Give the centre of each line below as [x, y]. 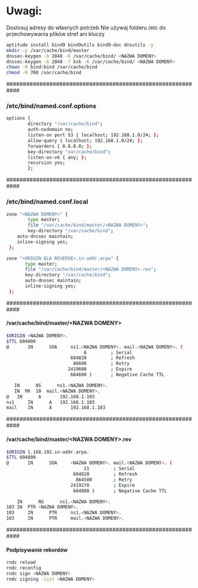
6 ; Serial [108, 352]
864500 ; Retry [104, 480]
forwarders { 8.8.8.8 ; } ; [60, 146]
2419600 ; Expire [100, 369]
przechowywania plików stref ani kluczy [55, 33]
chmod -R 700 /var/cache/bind [44, 73]
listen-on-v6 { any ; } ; [57, 157]
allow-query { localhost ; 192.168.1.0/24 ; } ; [86, 141]
